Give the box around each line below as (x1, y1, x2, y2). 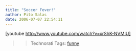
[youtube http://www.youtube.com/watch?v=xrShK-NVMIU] (5, 31, 131, 37)
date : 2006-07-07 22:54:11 (5, 17, 63, 22)
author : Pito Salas (5, 12, 47, 17)
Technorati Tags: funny (30, 40, 80, 46)
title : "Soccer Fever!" (5, 7, 56, 13)
